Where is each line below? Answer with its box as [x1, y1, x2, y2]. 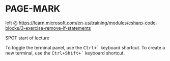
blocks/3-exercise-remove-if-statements [5, 25, 91, 31]
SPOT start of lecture [5, 35, 50, 41]
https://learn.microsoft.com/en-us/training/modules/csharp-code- [18, 20, 158, 26]
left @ [5, 20, 18, 26]
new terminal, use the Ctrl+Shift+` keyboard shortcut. [5, 50, 125, 56]
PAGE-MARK [5, 3, 61, 15]
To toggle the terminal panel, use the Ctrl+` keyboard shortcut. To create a [5, 44, 165, 50]
